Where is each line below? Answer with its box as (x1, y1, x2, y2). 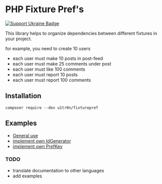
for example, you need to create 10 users (5, 45, 91, 51)
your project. (5, 36, 32, 42)
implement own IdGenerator (12, 138, 71, 144)
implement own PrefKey (12, 143, 63, 149)
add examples (12, 173, 42, 179)
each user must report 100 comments (12, 77, 91, 83)
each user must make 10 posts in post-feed (12, 55, 103, 62)
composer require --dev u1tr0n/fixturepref (5, 105, 99, 110)
